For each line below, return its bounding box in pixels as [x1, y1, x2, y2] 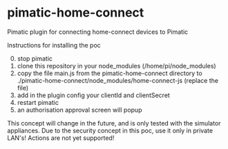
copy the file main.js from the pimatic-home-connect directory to [17, 69, 202, 77]
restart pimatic [17, 98, 59, 106]
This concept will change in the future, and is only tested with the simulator [7, 119, 221, 127]
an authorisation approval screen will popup [17, 106, 142, 114]
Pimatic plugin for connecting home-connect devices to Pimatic [7, 28, 189, 36]
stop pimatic [17, 54, 53, 63]
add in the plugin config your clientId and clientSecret [17, 91, 171, 99]
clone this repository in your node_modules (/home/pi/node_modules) [17, 61, 216, 70]
